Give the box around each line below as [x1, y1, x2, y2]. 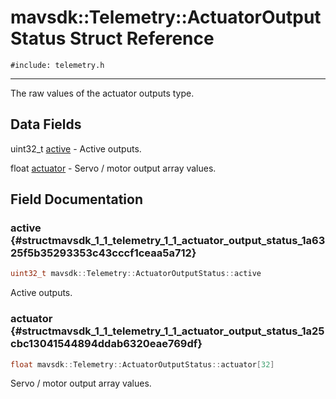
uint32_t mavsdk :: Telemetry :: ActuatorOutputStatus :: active [10, 269, 262, 279]
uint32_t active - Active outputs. [10, 142, 142, 155]
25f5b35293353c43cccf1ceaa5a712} [10, 246, 197, 260]
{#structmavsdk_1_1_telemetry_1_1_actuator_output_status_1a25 [10, 324, 325, 338]
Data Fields [10, 116, 82, 133]
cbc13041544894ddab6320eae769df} [10, 337, 203, 351]
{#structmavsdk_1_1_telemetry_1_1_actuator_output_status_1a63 [10, 234, 326, 248]
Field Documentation [10, 191, 143, 208]
